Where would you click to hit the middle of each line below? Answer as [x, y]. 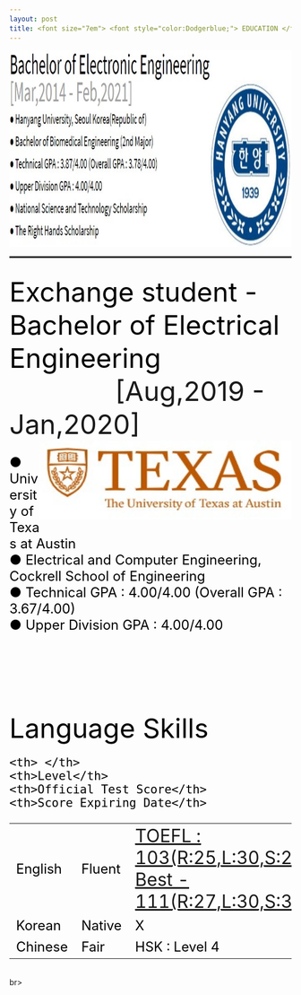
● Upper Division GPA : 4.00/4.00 [116, 624]
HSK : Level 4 [177, 947]
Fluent [101, 868]
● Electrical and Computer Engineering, [136, 560]
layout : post [34, 19]
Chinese [43, 947]
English [39, 868]
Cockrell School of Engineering [107, 576]
